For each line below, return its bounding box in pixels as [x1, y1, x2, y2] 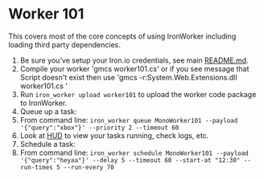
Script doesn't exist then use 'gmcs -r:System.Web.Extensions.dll [19, 72, 237, 82]
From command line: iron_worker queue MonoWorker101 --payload [19, 115, 238, 124]
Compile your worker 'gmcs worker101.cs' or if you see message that [19, 63, 250, 73]
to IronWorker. [19, 98, 68, 108]
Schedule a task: [19, 139, 76, 148]
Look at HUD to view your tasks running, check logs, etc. [19, 130, 209, 140]
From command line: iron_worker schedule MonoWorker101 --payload [19, 148, 250, 157]
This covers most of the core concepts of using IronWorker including [8, 31, 237, 41]
